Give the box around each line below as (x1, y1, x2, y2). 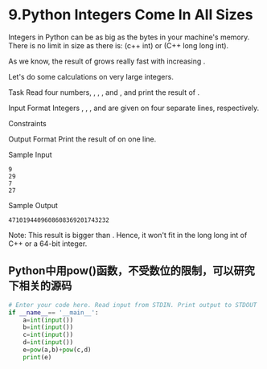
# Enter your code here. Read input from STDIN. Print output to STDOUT (8, 301, 257, 309)
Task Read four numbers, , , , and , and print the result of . (8, 87, 200, 97)
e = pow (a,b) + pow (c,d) (23, 346, 92, 354)
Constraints (8, 118, 47, 128)
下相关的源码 (8, 279, 72, 293)
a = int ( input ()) (23, 316, 74, 324)
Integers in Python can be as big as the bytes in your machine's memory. (8, 32, 250, 42)
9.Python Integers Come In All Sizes (8, 6, 253, 24)
